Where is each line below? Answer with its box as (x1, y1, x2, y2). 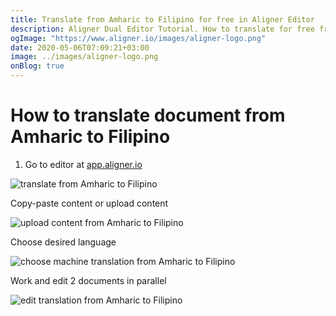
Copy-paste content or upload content (10, 197, 169, 209)
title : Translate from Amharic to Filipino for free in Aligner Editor (10, 14, 315, 25)
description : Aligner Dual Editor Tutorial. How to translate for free (10, 24, 315, 34)
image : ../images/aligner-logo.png (10, 52, 159, 62)
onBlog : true (10, 61, 65, 71)
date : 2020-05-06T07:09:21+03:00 (10, 42, 150, 53)
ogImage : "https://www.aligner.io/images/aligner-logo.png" (10, 33, 267, 43)
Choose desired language (10, 236, 117, 248)
